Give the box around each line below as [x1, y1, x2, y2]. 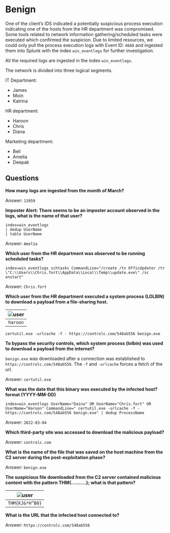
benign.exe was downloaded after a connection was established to [5, 356, 145, 362]
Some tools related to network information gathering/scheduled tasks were [5, 31, 163, 37]
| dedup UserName [5, 227, 42, 232]
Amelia [12, 154, 27, 160]
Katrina [12, 98, 28, 104]
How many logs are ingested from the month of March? [5, 187, 124, 193]
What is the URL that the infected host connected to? [5, 512, 120, 518]
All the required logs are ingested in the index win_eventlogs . [5, 57, 133, 63]
